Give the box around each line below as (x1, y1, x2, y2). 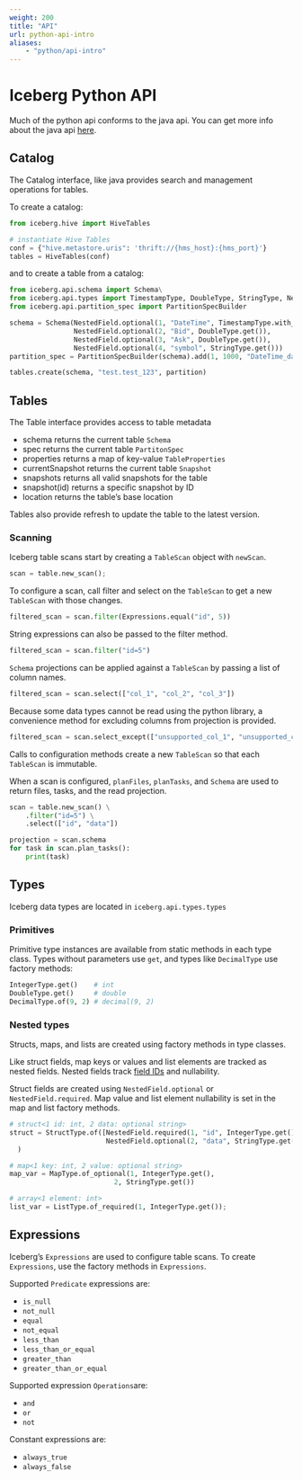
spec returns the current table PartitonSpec (22, 444, 184, 455)
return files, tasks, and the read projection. (9, 785, 167, 796)
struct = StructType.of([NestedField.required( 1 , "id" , (9, 1128, 223, 1137)
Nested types (9, 1018, 70, 1030)
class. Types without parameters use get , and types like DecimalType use (9, 954, 279, 965)
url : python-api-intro (9, 30, 94, 39)
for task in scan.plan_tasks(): (9, 844, 130, 853)
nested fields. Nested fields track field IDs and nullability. (9, 1066, 220, 1077)
